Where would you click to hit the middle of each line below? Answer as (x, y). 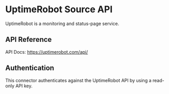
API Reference (29, 40)
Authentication (30, 68)
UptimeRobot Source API (59, 9)
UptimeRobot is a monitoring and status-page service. (62, 24)
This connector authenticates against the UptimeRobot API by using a (78, 80)
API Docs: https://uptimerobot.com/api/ (47, 52)
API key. (24, 86)
